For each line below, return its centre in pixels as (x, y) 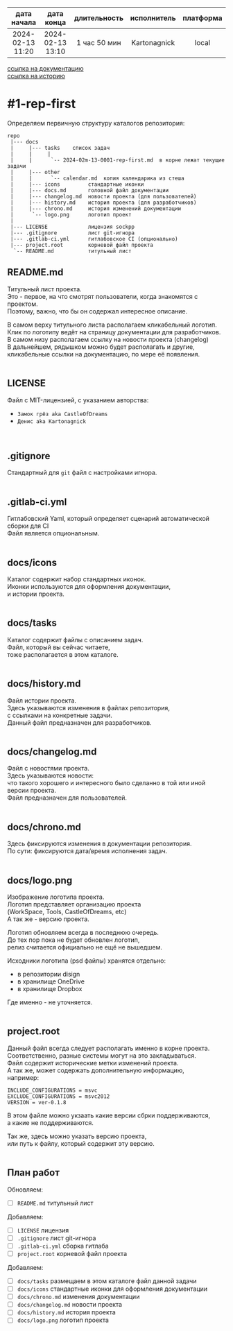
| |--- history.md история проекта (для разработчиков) (103, 203)
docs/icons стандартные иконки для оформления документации (112, 1289)
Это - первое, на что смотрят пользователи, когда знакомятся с (103, 296)
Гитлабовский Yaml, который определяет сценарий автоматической (109, 519)
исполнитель (153, 18)
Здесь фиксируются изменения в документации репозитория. (100, 844)
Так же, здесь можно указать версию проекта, (77, 1136)
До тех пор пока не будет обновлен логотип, (74, 940)
